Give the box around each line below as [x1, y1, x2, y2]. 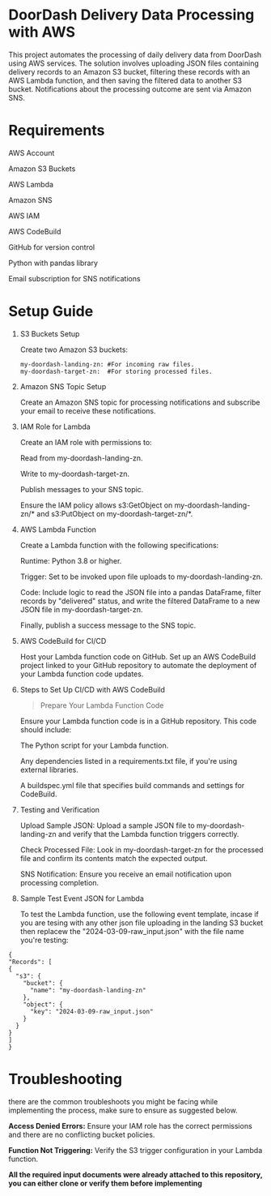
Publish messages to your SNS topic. [19, 484, 144, 494]
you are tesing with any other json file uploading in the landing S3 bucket [19, 918, 264, 928]
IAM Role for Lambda [19, 422, 91, 431]
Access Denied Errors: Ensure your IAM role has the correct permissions [8, 1121, 252, 1130]
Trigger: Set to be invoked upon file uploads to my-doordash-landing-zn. [19, 572, 263, 581]
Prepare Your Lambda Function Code [40, 700, 164, 710]
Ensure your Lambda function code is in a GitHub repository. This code [19, 716, 257, 726]
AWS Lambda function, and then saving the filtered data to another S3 [8, 75, 243, 85]
